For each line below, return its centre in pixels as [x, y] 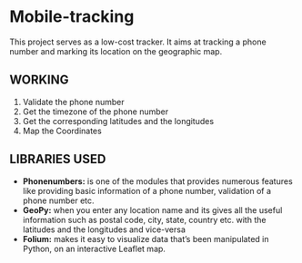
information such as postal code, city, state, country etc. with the [144, 219]
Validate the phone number [73, 102]
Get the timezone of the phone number [96, 112]
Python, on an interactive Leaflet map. [94, 248]
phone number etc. [58, 200]
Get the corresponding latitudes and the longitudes [118, 121]
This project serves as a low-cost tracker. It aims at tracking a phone [138, 42]
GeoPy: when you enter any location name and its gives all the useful [152, 209]
